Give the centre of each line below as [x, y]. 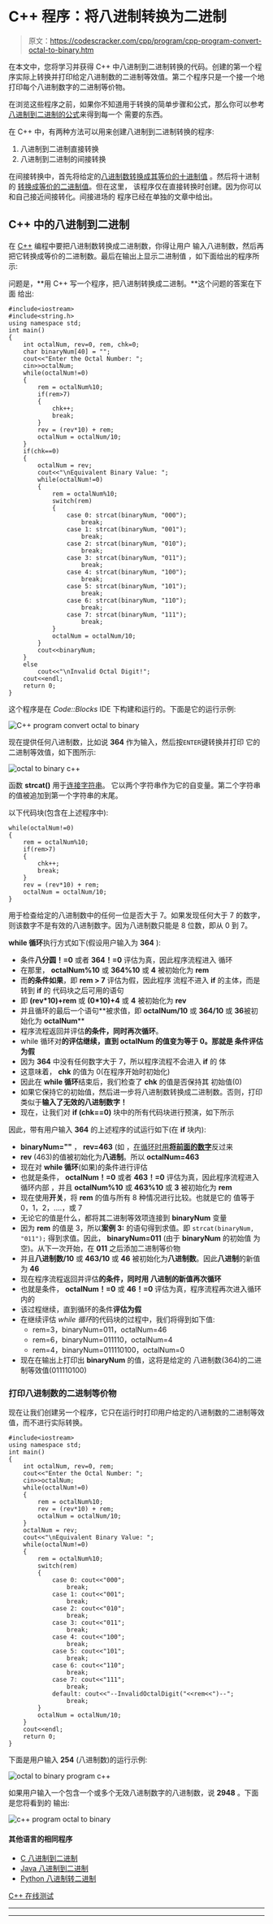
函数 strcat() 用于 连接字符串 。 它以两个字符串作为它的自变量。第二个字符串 [135, 785]
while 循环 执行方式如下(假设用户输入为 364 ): [84, 942]
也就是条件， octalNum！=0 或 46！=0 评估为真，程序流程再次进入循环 [141, 1289]
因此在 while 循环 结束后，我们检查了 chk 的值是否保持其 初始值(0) [131, 1081]
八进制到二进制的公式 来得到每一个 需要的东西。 [88, 114]
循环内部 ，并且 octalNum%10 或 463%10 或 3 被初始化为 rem [126, 1187]
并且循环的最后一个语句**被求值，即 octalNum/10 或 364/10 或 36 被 [136, 1010]
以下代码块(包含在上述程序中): [58, 812]
